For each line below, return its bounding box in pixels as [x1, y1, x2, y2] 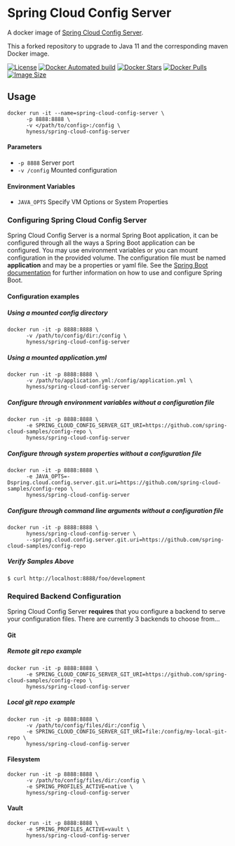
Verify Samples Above [7, 557, 74, 566]
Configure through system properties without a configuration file [7, 449, 202, 457]
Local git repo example [7, 698, 76, 707]
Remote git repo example [7, 647, 82, 655]
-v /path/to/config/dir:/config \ [25, 332, 128, 339]
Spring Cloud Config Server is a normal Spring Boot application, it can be [7, 231, 219, 240]
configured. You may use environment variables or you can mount [7, 246, 199, 255]
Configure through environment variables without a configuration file [7, 398, 215, 406]
